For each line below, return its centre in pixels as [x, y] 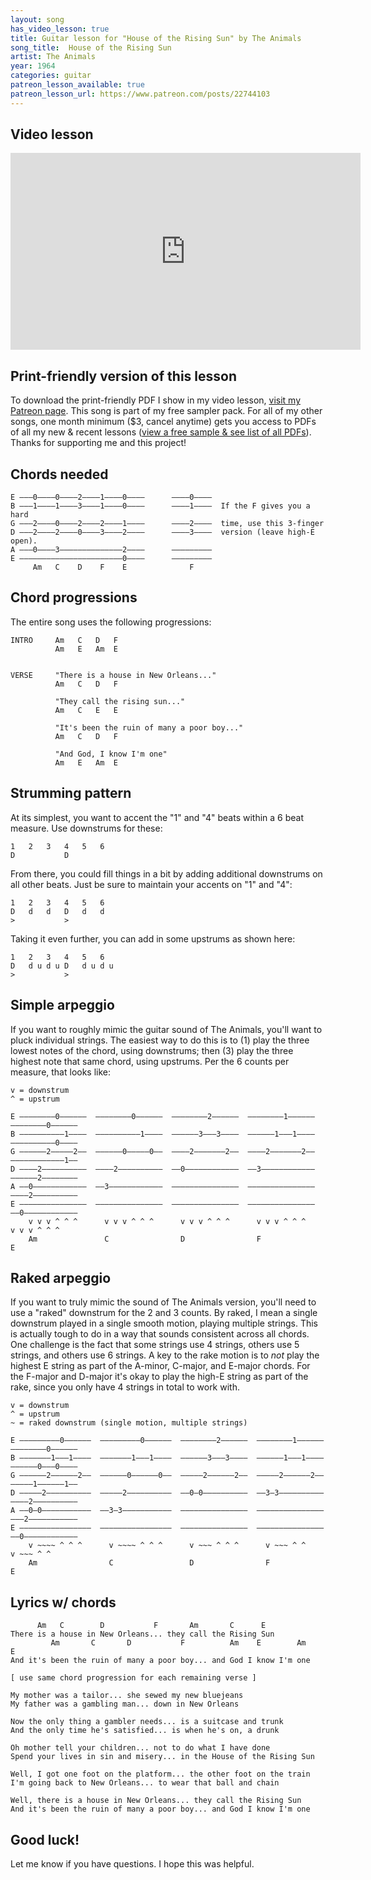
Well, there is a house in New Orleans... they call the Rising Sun [156, 1801]
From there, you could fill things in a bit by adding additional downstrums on [166, 873]
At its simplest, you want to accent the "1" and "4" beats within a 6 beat [157, 817]
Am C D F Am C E [151, 1626]
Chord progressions [74, 597]
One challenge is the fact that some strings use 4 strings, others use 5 [155, 1345]
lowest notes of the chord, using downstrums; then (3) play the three [152, 1050]
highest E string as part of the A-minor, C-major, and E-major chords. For [160, 1366]
